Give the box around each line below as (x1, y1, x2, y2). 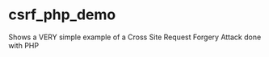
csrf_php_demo (8, 6, 116, 24)
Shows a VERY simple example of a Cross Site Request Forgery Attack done (8, 32, 262, 42)
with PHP (8, 40, 39, 50)
